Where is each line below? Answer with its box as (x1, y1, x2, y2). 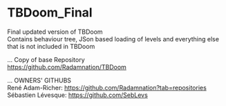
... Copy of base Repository (7, 55, 85, 63)
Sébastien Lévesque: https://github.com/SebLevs (7, 91, 149, 99)
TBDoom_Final (7, 5, 93, 21)
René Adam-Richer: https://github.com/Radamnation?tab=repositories (7, 83, 207, 92)
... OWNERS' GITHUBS (7, 76, 71, 84)
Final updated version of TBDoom (7, 28, 103, 36)
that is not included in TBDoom (7, 42, 95, 50)
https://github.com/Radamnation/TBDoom (7, 63, 126, 71)
